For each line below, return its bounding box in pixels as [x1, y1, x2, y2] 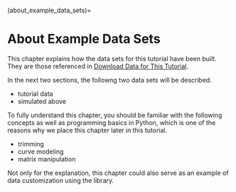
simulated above [17, 97, 66, 105]
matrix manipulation [17, 154, 76, 163]
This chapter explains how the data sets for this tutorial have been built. [7, 54, 217, 63]
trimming [17, 139, 44, 148]
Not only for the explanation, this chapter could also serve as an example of [7, 169, 229, 177]
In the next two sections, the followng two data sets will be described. [7, 75, 212, 84]
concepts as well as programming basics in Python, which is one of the [7, 118, 216, 127]
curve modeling [17, 147, 64, 156]
